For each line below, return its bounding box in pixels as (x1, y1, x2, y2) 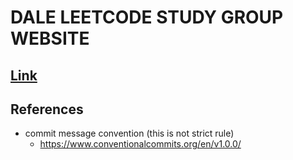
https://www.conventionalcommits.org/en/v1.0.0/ (39, 138, 242, 150)
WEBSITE (10, 27, 90, 50)
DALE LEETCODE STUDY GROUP (10, 6, 284, 29)
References (10, 101, 84, 118)
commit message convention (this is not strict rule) (24, 127, 235, 140)
